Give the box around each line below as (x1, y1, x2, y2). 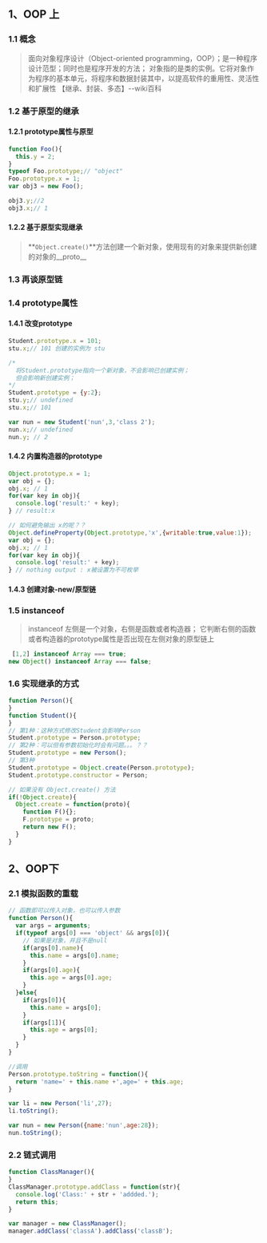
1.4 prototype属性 (8, 297, 78, 309)
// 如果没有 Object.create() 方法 (8, 785, 116, 793)
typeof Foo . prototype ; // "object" (8, 167, 124, 176)
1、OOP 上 (8, 7, 60, 22)
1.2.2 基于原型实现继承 (8, 223, 83, 232)
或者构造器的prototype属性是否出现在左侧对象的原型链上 (27, 634, 215, 644)
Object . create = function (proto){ (15, 801, 130, 809)
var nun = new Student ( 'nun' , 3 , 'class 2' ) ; (8, 418, 156, 426)
